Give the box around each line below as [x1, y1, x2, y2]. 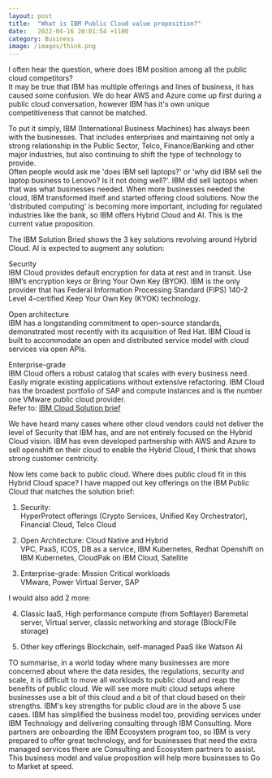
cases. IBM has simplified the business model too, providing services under [8, 710, 261, 719]
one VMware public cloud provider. [8, 394, 126, 404]
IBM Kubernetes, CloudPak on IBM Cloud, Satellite [19, 553, 188, 563]
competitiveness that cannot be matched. [8, 108, 148, 118]
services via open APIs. [8, 344, 87, 354]
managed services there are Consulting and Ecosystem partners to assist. [8, 745, 256, 754]
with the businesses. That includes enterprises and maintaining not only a [8, 132, 255, 143]
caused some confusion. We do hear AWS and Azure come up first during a [8, 90, 262, 100]
